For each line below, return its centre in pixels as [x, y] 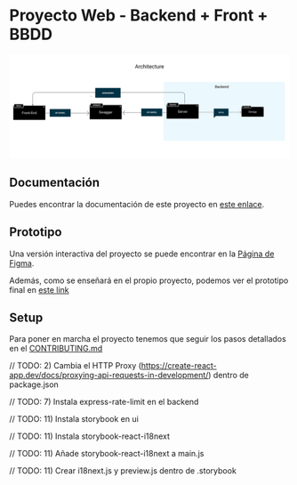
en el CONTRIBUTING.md [56, 349]
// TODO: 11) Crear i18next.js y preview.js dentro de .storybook [123, 471]
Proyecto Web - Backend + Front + [139, 16]
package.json [34, 384]
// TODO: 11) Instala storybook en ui [74, 419]
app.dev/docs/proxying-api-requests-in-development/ [109, 376]
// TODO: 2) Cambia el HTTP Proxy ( [76, 366]
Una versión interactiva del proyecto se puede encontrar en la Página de [142, 254]
